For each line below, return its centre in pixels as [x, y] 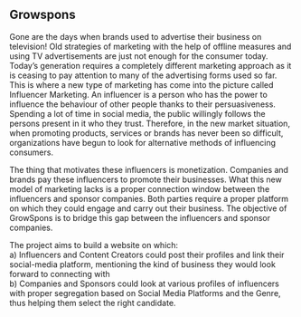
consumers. [32, 152]
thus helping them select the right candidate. [93, 303]
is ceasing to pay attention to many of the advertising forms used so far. [143, 75]
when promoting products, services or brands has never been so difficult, [146, 133]
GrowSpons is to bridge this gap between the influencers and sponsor [140, 217]
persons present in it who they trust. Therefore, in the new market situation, [150, 123]
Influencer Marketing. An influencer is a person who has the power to [139, 94]
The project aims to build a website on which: [94, 245]
